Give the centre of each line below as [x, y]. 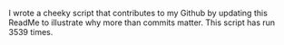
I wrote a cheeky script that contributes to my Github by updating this [138, 13]
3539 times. [31, 32]
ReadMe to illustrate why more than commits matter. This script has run [142, 22]
